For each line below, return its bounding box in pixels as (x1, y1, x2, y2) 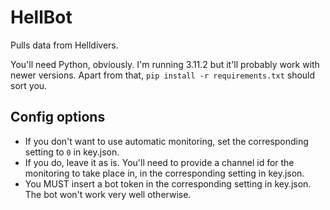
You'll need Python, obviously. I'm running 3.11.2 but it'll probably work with (10, 58, 320, 70)
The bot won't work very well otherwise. (24, 188, 192, 200)
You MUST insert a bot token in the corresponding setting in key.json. (24, 177, 312, 190)
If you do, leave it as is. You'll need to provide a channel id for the (24, 156, 295, 168)
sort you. (10, 79, 48, 91)
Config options (10, 109, 106, 126)
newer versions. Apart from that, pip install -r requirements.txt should (10, 69, 316, 81)
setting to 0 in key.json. (24, 146, 120, 158)
